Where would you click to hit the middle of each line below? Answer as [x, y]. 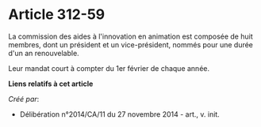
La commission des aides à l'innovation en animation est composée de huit [130, 36]
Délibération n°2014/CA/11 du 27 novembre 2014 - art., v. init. [119, 114]
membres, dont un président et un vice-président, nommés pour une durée [131, 44]
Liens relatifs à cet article [51, 84]
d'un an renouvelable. [44, 53]
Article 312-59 [57, 15]
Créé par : [24, 99]
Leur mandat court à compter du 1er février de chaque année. [109, 68]
